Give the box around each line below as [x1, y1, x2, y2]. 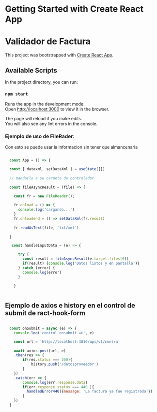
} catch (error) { [17, 265, 55, 270]
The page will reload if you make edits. [5, 116, 82, 122]
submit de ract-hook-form [5, 309, 86, 317]
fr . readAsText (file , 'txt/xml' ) [14, 225, 79, 230]
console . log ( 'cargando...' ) [17, 207, 75, 212]
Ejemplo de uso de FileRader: [5, 133, 75, 140]
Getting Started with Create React [5, 3, 144, 15]
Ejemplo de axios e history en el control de [5, 301, 136, 309]
